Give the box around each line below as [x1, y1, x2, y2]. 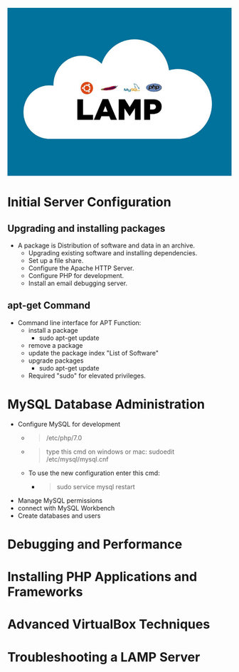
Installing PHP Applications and [7, 569, 198, 585]
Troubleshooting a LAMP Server [7, 649, 201, 665]
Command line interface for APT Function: [17, 318, 142, 327]
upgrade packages [28, 356, 84, 365]
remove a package [28, 341, 83, 349]
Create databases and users [17, 511, 101, 520]
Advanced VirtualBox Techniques [7, 617, 211, 633]
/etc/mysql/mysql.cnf [46, 454, 109, 463]
